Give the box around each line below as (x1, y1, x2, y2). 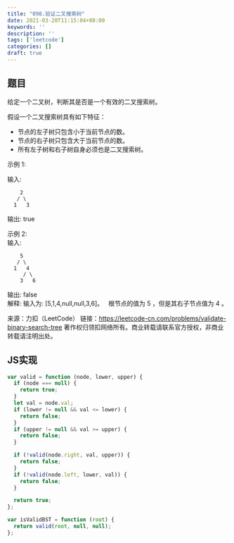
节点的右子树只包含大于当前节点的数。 (17, 136, 129, 144)
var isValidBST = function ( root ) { (7, 516, 115, 523)
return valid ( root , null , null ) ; (13, 523, 112, 530)
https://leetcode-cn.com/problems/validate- (98, 314, 227, 323)
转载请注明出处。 (7, 332, 57, 340)
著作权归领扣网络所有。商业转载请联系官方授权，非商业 (63, 323, 224, 331)
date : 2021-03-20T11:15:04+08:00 (7, 17, 105, 24)
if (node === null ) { (13, 380, 77, 387)
